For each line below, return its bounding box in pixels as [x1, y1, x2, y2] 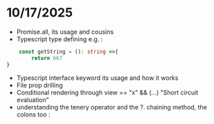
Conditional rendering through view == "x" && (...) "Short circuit [16, 88, 199, 96]
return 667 [31, 54, 63, 61]
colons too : [16, 110, 51, 118]
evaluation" [16, 95, 50, 104]
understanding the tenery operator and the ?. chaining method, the [16, 103, 207, 111]
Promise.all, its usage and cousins [16, 28, 114, 36]
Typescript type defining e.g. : [16, 34, 103, 43]
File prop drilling [16, 81, 63, 89]
